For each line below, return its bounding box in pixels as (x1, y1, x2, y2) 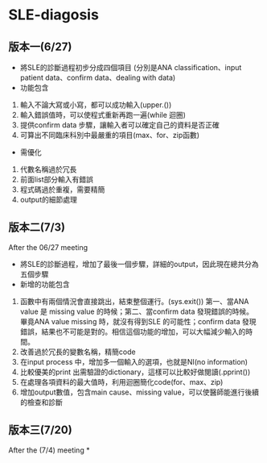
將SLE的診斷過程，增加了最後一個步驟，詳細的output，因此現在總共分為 (19, 259, 259, 269)
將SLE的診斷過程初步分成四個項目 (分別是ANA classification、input (19, 63, 242, 72)
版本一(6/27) (8, 40, 72, 53)
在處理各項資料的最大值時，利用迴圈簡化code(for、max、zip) (19, 377, 224, 386)
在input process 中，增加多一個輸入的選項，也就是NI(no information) (19, 357, 248, 366)
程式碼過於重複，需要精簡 (19, 185, 105, 194)
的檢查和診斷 (19, 397, 63, 407)
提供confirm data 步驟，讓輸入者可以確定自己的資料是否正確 (19, 120, 220, 130)
